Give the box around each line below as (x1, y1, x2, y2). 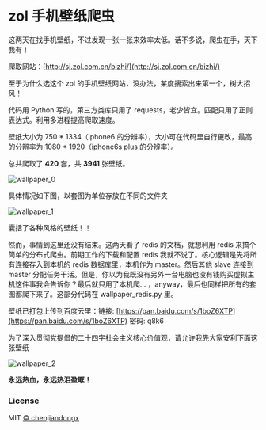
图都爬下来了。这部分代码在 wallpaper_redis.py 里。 (8, 289, 178, 299)
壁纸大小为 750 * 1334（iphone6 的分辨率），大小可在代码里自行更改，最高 (8, 131, 253, 141)
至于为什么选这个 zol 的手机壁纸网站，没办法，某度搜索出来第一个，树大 (8, 78, 244, 88)
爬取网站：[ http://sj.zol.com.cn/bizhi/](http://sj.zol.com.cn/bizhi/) (8, 61, 220, 71)
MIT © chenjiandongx (8, 413, 80, 423)
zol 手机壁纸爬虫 (8, 7, 115, 25)
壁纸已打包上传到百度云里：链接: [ (8, 306, 120, 315)
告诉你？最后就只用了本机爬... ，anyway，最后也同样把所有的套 (49, 279, 256, 289)
